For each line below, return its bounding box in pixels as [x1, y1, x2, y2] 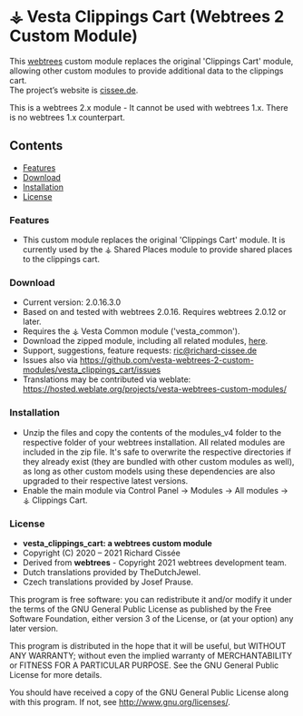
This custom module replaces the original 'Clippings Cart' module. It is [22, 234, 286, 246]
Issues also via [22, 355, 79, 366]
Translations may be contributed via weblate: [22, 374, 191, 385]
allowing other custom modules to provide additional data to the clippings [9, 65, 284, 76]
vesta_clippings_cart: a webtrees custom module [22, 537, 213, 548]
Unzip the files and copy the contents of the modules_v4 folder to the [22, 427, 282, 437]
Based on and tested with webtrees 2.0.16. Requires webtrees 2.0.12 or [22, 307, 287, 318]
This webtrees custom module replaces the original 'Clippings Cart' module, [9, 55, 294, 66]
